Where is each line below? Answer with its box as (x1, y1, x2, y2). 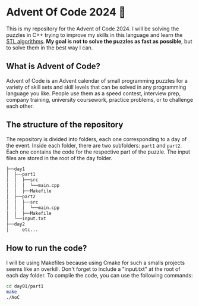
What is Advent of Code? (6, 61, 101, 71)
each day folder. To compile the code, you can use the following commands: (6, 271, 193, 279)
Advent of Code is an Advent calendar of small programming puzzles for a (6, 77, 188, 84)
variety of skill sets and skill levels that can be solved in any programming (6, 83, 187, 90)
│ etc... (6, 227, 39, 233)
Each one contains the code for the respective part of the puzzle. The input (6, 148, 191, 155)
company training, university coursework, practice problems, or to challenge (6, 96, 194, 103)
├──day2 (6, 221, 26, 227)
